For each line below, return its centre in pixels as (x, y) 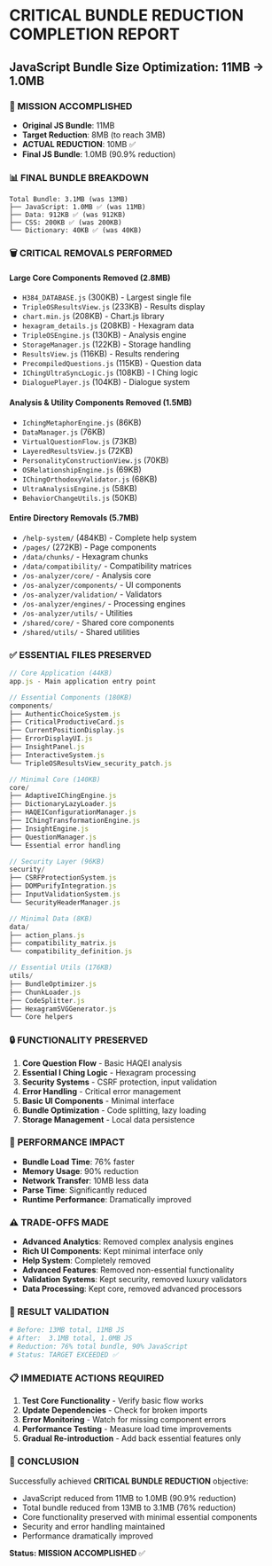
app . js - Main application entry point (83, 681)
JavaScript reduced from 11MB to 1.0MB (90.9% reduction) (129, 1498)
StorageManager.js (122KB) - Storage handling (106, 345)
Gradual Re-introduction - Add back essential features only (132, 1438)
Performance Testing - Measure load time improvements (127, 1429)
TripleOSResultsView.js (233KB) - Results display (113, 307)
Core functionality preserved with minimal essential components (140, 1516)
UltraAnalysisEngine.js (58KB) (79, 488)
